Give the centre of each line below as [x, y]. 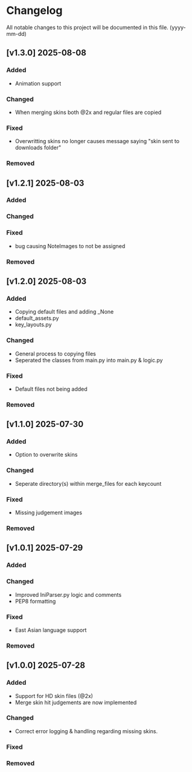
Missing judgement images [49, 512]
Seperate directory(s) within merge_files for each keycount [88, 483]
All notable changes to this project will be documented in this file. [88, 27]
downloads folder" [38, 148]
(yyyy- [178, 27]
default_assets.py [37, 318]
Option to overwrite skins [46, 455]
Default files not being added [51, 389]
